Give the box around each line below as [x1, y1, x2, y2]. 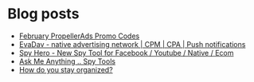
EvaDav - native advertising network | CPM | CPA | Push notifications [18, 39, 246, 49]
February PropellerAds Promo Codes [18, 31, 140, 41]
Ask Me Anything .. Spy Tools [18, 57, 116, 66]
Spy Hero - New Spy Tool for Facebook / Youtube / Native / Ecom [18, 48, 234, 57]
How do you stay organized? [18, 64, 113, 74]
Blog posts [7, 5, 80, 23]
